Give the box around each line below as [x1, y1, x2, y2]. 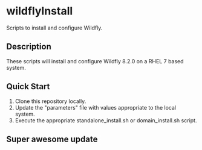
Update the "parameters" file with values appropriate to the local [15, 104, 177, 111]
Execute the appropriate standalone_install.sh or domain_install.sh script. [15, 116, 197, 124]
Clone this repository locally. [15, 98, 86, 105]
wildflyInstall [6, 4, 73, 18]
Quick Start [6, 81, 50, 92]
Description [6, 42, 51, 52]
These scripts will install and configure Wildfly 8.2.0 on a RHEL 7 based [6, 57, 184, 64]
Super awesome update [6, 134, 98, 144]
